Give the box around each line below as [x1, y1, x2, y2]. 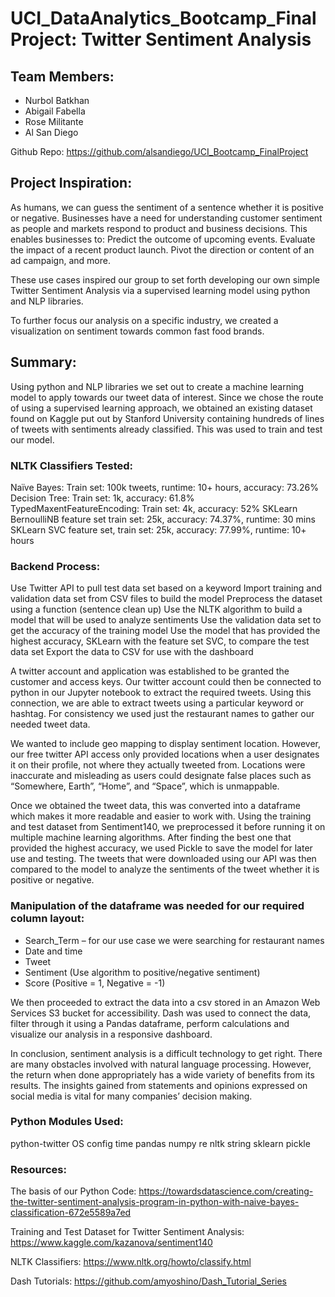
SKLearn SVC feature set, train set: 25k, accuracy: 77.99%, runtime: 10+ [10, 523, 307, 536]
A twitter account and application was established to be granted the [10, 665, 290, 677]
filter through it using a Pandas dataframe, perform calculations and [10, 1017, 290, 1029]
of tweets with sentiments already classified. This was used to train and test [10, 423, 323, 435]
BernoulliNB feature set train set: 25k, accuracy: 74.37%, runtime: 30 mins [10, 513, 316, 525]
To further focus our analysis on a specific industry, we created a [10, 314, 279, 326]
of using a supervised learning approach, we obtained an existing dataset [10, 402, 313, 414]
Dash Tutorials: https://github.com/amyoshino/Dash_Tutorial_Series [10, 1275, 288, 1287]
